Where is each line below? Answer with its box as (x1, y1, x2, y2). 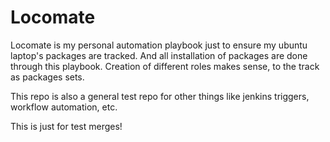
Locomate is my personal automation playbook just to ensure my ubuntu (10, 39, 308, 51)
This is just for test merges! (10, 120, 123, 132)
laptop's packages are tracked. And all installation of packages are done (10, 49, 308, 61)
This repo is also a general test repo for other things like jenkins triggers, (10, 90, 310, 102)
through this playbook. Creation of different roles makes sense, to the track (10, 60, 320, 72)
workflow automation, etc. (10, 101, 118, 113)
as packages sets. (10, 71, 85, 83)
